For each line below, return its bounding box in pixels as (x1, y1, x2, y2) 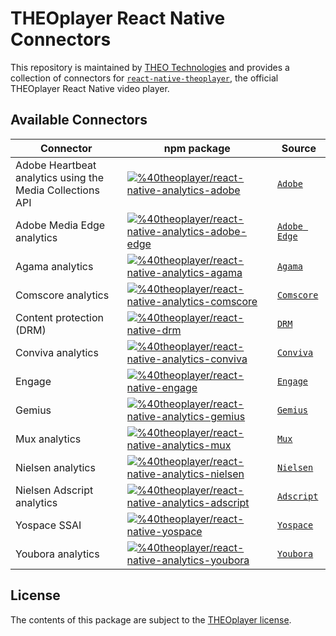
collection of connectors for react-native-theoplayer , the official (10, 72, 279, 84)
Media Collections (15, 183, 100, 197)
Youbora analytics (15, 547, 100, 561)
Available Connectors (10, 112, 148, 129)
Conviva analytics (15, 345, 99, 359)
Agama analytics (15, 259, 94, 273)
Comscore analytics (15, 288, 110, 302)
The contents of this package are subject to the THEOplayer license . (10, 613, 292, 626)
